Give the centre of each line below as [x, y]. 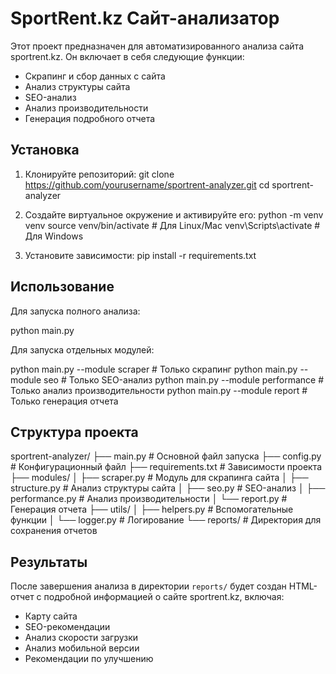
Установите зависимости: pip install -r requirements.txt [140, 255]
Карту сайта [51, 616]
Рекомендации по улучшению [89, 659]
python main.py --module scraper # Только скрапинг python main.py [154, 369]
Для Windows [54, 236]
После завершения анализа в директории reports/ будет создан [148, 586]
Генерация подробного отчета [90, 118]
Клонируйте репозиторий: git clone [99, 174]
